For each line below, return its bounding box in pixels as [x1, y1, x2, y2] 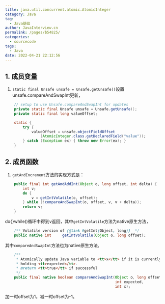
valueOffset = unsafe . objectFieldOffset [31, 129, 115, 134]
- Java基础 [9, 21, 30, 26]
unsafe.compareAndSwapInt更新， [12, 92, 83, 98]
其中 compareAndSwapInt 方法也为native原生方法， [5, 242, 102, 248]
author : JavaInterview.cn [5, 26, 58, 30]
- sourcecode [9, 39, 36, 44]
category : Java [5, 12, 36, 17]
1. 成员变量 [5, 72, 38, 81]
